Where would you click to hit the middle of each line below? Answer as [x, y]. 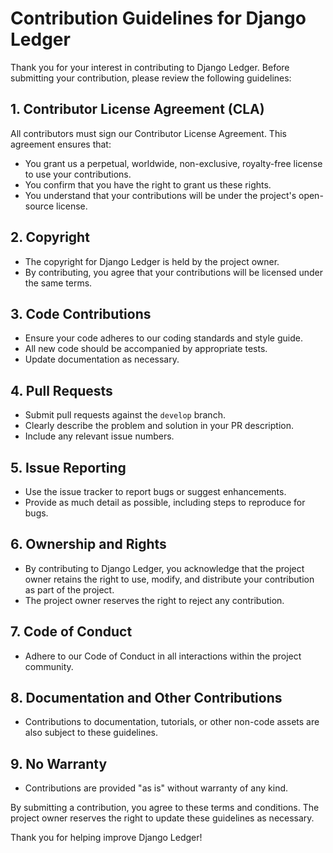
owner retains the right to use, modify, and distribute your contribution [169, 579]
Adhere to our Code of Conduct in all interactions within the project [163, 656]
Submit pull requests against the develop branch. [125, 415]
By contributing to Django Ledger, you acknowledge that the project [164, 568]
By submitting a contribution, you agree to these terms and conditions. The [165, 808]
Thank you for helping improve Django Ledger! [106, 838]
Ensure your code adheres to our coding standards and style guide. [163, 338]
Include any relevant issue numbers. [99, 436]
